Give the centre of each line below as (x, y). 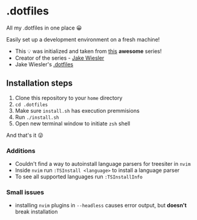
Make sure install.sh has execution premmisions (77, 110)
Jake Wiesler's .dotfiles (44, 64)
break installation (37, 212)
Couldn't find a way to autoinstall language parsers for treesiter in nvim (103, 164)
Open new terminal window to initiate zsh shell (73, 123)
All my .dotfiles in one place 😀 (44, 28)
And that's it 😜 (25, 135)
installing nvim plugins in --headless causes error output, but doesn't (101, 206)
